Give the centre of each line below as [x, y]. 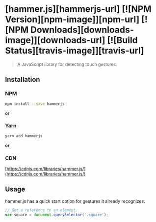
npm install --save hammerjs [35, 104]
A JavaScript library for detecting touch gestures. [67, 64]
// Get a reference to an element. [41, 210]
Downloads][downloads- [82, 30]
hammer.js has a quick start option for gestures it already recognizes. [75, 201]
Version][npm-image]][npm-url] [72, 19]
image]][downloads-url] [55, 40]
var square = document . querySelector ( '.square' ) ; [57, 215]
